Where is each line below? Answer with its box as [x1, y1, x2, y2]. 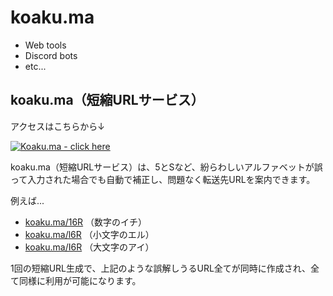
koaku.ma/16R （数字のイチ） [24, 216, 148, 228]
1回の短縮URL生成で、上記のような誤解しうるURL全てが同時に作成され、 [10, 262, 311, 274]
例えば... [10, 194, 45, 206]
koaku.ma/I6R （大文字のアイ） [24, 241, 155, 253]
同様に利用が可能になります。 [18, 274, 142, 286]
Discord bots [24, 49, 78, 61]
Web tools [24, 39, 67, 51]
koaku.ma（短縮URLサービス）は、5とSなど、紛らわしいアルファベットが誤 [10, 161, 323, 173]
